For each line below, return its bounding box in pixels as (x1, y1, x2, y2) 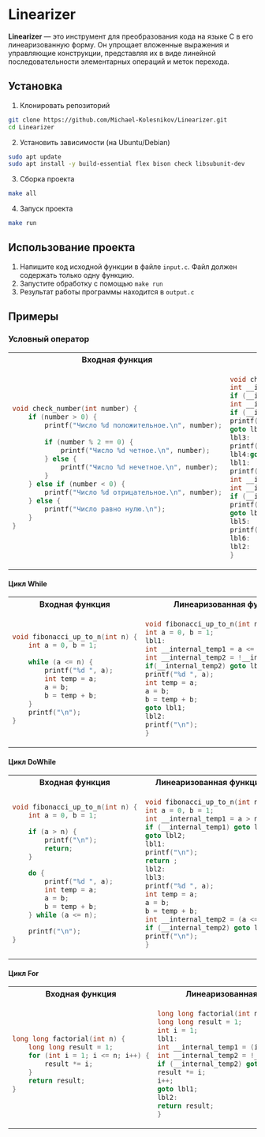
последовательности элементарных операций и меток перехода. (8, 57, 230, 66)
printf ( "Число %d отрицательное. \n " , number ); (44, 488, 222, 496)
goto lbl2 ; (144, 831, 186, 840)
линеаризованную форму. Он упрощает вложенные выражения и (8, 39, 230, 49)
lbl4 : (230, 450, 251, 459)
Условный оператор (8, 334, 90, 345)
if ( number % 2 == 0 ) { (44, 437, 134, 447)
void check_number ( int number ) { (12, 404, 138, 413)
